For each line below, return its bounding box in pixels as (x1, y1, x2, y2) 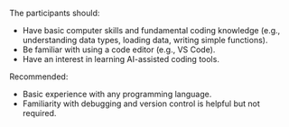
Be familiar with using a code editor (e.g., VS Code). (22, 44, 216, 55)
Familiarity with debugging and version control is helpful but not (22, 98, 260, 109)
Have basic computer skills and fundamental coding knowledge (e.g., (22, 25, 281, 35)
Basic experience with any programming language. (22, 89, 212, 99)
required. (22, 108, 57, 118)
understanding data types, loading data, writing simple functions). (22, 35, 268, 45)
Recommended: (9, 71, 69, 82)
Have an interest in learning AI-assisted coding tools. (22, 54, 219, 64)
